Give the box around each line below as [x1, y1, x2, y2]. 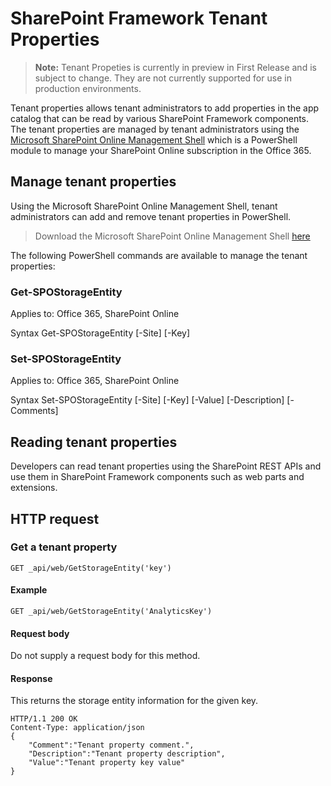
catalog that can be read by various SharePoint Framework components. [10, 112, 310, 124]
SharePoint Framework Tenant [10, 7, 268, 30]
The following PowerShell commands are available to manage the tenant [10, 249, 308, 261]
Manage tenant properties [10, 173, 177, 191]
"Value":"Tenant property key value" [28, 758, 186, 768]
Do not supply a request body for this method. [10, 650, 201, 662]
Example [10, 584, 48, 596]
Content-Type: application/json [10, 723, 145, 733]
